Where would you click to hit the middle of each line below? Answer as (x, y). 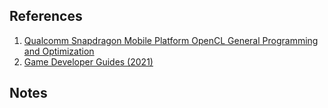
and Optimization (59, 51)
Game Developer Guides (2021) (88, 61)
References (46, 16)
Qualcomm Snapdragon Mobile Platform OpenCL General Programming (171, 40)
